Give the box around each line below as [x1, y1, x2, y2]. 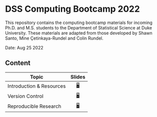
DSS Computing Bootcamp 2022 [5, 3, 140, 15]
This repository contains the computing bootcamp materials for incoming [5, 20, 153, 25]
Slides [70, 73, 86, 80]
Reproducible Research [7, 103, 61, 110]
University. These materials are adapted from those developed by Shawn [5, 30, 153, 36]
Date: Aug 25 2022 [5, 45, 44, 50]
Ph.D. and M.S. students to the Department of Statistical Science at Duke [5, 24, 152, 30]
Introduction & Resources [7, 83, 66, 90]
